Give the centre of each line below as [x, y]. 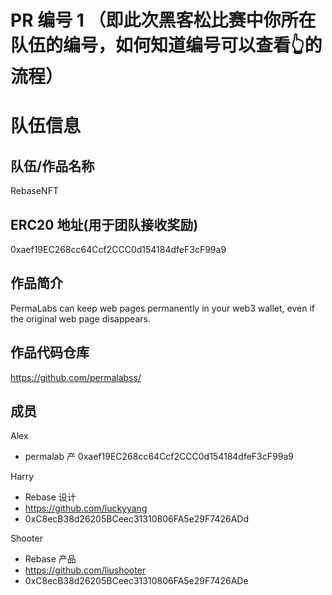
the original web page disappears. [80, 318]
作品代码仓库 [50, 352]
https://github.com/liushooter [85, 570]
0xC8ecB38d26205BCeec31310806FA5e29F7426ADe [136, 581]
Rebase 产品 [50, 559]
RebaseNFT [34, 191]
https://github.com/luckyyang [86, 508]
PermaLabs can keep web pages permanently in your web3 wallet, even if [162, 308]
